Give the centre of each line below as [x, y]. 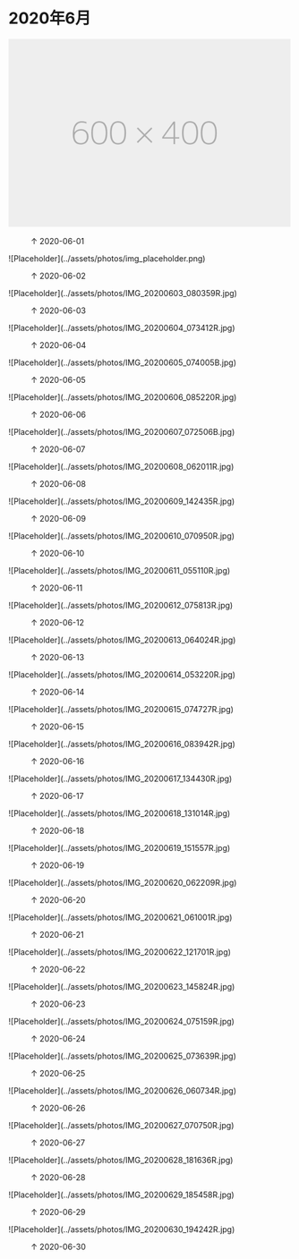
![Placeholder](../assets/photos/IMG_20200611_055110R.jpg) [120, 570]
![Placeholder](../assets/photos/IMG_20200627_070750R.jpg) [121, 1125]
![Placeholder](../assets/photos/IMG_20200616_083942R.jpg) [122, 744]
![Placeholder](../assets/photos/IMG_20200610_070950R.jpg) [121, 536]
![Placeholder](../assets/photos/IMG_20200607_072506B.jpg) [122, 431]
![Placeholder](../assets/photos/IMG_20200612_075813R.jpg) [121, 605]
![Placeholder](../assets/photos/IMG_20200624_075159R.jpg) [121, 1021]
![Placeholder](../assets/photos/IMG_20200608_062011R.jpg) [121, 466]
